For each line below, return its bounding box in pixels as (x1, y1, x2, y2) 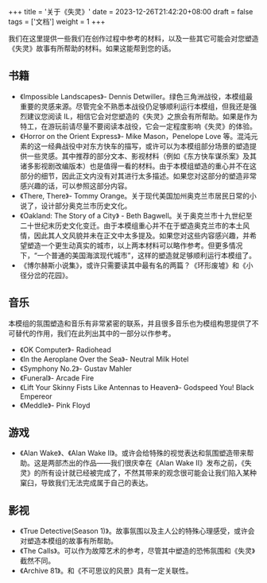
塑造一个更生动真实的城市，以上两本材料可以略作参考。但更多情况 (26, 241, 243, 250)
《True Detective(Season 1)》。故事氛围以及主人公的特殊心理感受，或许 (19, 527, 249, 536)
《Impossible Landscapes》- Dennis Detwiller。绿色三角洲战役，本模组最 (19, 91, 253, 101)
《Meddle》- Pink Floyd (19, 400, 91, 410)
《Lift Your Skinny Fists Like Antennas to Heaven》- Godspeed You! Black (19, 382, 254, 392)
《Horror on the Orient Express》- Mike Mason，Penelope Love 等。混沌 (19, 131, 252, 141)
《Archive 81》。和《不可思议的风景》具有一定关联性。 (19, 566, 193, 576)
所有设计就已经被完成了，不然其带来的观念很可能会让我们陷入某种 (41, 468, 257, 478)
